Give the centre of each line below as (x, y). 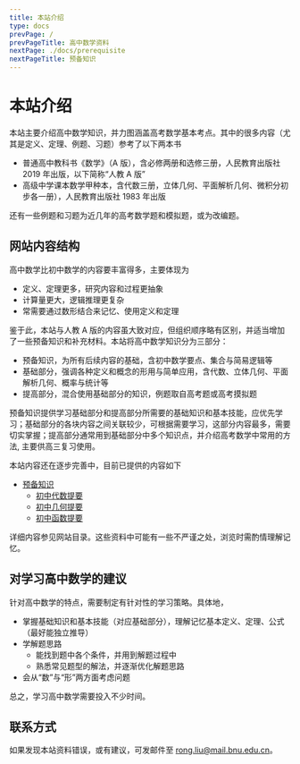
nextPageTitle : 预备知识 (53, 59)
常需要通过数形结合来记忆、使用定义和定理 (100, 310)
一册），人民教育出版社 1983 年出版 (102, 196)
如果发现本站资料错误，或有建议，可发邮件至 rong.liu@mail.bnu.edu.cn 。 (144, 750)
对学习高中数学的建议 (68, 579)
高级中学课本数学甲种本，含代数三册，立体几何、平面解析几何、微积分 (151, 185)
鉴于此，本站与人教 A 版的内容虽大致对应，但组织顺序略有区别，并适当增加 (147, 330)
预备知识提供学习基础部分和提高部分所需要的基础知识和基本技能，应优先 (142, 412)
